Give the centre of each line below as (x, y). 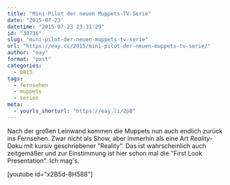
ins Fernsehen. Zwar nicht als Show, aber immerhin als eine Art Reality (109, 138)
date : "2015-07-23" (36, 20)
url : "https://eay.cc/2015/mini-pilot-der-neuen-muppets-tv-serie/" (109, 46)
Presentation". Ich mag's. (43, 161)
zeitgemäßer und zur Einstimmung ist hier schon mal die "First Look (105, 153)
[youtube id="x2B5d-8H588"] (50, 174)
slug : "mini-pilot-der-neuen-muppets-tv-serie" (78, 40)
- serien (26, 98)
